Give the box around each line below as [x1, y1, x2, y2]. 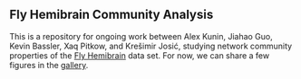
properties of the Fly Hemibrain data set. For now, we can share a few [9, 49, 270, 61]
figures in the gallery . [9, 59, 89, 70]
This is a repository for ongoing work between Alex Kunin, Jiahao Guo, [9, 31, 274, 41]
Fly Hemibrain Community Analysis [9, 7, 214, 22]
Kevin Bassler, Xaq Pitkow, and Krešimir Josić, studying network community [9, 40, 293, 51]
